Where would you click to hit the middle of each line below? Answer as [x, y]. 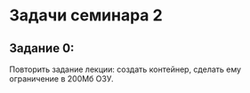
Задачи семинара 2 [86, 15]
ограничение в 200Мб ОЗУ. [61, 79]
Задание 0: [42, 48]
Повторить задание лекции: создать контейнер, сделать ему [125, 69]
